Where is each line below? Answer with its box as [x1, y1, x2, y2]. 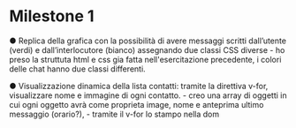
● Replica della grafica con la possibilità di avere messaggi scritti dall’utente [9, 35, 287, 46]
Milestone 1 [9, 6, 95, 26]
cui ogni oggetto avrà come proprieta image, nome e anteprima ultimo [9, 99, 264, 109]
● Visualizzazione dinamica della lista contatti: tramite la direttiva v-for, [9, 80, 269, 91]
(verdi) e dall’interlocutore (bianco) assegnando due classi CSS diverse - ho [9, 44, 285, 55]
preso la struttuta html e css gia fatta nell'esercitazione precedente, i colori [9, 54, 282, 64]
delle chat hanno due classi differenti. [9, 64, 146, 74]
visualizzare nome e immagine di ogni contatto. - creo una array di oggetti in [9, 90, 287, 101]
